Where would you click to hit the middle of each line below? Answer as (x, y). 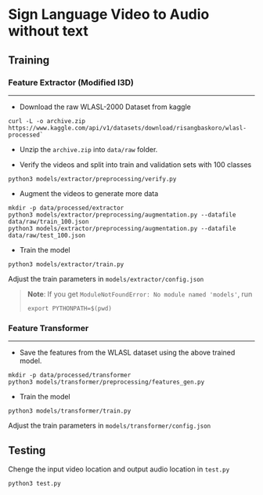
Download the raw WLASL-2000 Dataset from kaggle (105, 107)
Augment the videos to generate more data (89, 193)
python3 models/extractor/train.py (66, 264)
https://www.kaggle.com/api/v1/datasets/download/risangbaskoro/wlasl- (127, 128)
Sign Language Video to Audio (109, 15)
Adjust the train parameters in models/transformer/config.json (110, 426)
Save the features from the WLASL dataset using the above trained (127, 353)
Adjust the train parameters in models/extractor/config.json (106, 278)
